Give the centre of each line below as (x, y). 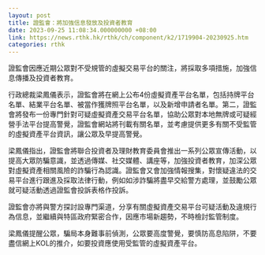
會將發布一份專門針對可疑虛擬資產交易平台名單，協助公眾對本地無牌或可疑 (129, 114)
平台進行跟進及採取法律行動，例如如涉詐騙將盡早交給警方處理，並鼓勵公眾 (136, 180)
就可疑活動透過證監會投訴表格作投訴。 (70, 190)
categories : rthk (37, 45)
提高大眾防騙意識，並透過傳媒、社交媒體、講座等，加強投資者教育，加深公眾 (132, 161)
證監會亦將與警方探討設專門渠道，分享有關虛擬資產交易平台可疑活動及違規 (129, 207)
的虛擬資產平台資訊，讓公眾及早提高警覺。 (77, 134)
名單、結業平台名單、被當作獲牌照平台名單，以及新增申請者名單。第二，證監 (132, 105)
